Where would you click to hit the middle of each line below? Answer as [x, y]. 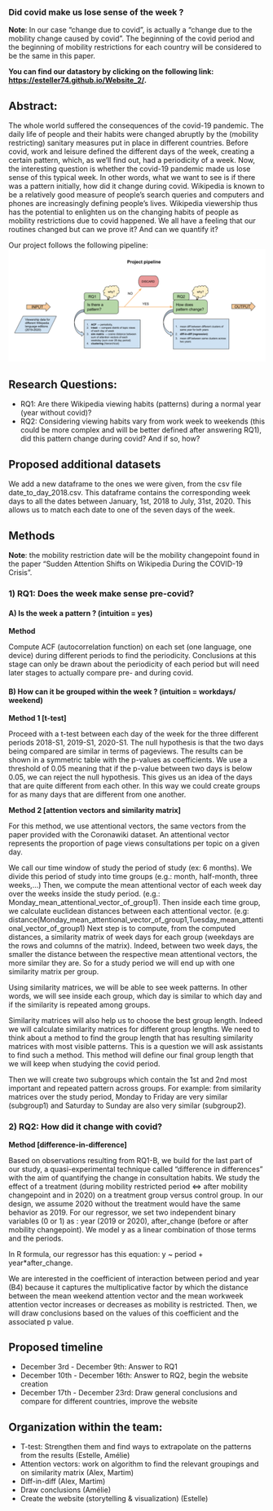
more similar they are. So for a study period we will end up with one [121, 963]
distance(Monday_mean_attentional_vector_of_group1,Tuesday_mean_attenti [136, 920]
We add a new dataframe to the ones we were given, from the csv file [125, 484]
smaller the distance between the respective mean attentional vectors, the [133, 955]
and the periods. [36, 1238]
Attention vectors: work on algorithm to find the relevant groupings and [139, 1464]
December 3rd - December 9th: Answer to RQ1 [99, 1367]
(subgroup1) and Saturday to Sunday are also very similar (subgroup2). [128, 1105]
